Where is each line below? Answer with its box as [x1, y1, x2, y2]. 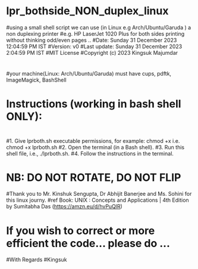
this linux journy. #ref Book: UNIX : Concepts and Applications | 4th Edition [6, 196, 189, 204]
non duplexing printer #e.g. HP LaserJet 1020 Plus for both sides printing [6, 30, 185, 37]
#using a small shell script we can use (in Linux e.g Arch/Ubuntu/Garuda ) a [6, 24, 191, 31]
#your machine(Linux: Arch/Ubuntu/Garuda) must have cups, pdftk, [6, 70, 171, 77]
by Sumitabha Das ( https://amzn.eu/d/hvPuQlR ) [6, 203, 123, 210]
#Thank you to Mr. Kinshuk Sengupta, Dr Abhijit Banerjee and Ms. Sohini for [6, 190, 192, 198]
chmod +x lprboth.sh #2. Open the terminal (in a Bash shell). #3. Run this [6, 143, 185, 151]
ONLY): [6, 110, 43, 123]
